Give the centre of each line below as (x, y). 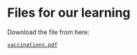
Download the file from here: (48, 32)
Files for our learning (69, 13)
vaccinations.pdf (33, 45)
